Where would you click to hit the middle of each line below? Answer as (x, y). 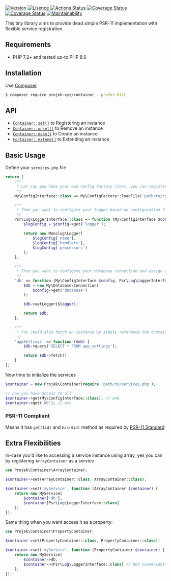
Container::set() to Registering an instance (59, 123)
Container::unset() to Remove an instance (58, 128)
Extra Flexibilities (33, 443)
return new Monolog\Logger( (53, 233)
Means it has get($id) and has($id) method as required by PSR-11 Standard (85, 427)
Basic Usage (25, 155)
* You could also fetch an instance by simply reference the (83, 332)
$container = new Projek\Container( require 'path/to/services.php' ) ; (81, 384)
